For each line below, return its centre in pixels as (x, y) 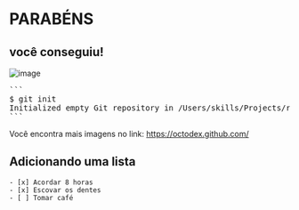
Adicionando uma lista (73, 162)
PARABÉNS (52, 19)
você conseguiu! (57, 52)
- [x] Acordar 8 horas (51, 182)
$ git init (33, 99)
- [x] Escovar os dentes (55, 190)
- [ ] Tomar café (41, 198)
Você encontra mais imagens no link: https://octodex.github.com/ (129, 134)
